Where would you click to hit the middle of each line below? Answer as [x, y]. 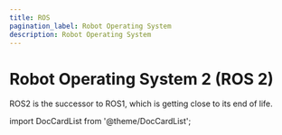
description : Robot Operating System [80, 34]
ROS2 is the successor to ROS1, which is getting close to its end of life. [141, 103]
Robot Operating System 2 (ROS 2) [141, 79]
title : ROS [30, 18]
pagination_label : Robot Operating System [90, 26]
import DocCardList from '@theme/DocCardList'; [100, 121]
